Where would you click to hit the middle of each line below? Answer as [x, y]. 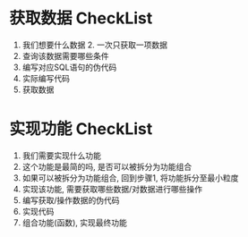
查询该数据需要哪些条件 [65, 55]
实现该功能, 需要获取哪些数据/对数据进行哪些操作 [112, 189]
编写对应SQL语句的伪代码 [69, 67]
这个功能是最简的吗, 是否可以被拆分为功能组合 [107, 166]
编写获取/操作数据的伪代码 [71, 200]
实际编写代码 [46, 78]
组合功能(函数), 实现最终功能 [74, 222]
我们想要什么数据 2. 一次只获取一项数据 [95, 45]
